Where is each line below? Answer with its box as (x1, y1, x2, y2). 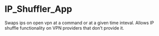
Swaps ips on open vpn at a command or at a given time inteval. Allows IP (4, 20, 154, 26)
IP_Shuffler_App (4, 3, 72, 15)
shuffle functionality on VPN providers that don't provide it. (4, 25, 124, 31)
